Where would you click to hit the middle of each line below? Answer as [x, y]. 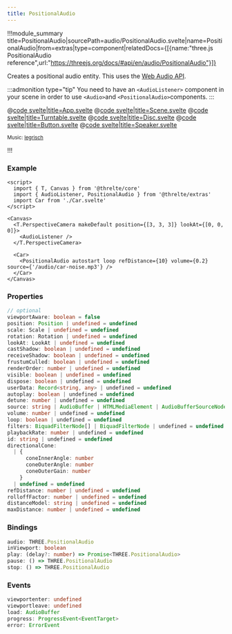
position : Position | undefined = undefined [72, 323]
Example [22, 168]
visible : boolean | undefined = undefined [69, 375]
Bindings [22, 528]
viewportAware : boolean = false [54, 317]
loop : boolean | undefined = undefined [65, 420]
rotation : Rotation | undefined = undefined [72, 336]
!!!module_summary [35, 33]
